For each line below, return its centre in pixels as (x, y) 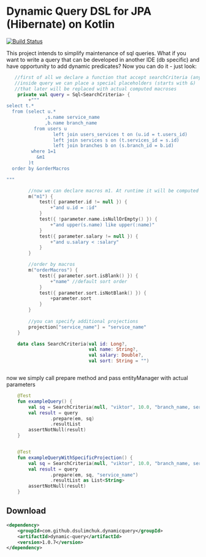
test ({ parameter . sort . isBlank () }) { (89, 276)
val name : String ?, (113, 350)
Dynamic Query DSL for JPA (79, 11)
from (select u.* (34, 112)
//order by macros (52, 265)
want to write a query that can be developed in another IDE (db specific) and (103, 59)
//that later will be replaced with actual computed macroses (95, 89)
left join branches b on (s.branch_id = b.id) (113, 146)
